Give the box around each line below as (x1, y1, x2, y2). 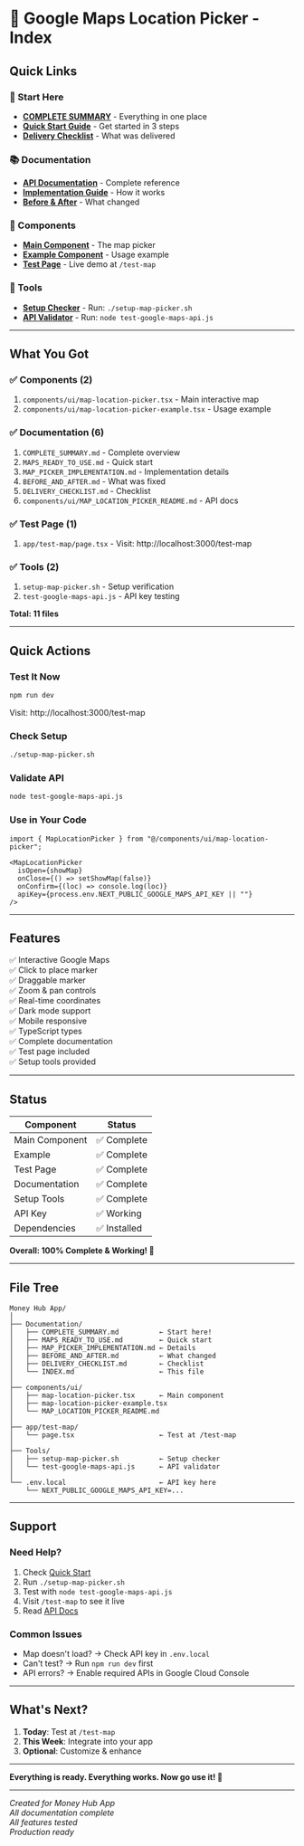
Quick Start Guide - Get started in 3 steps (22, 120, 180, 131)
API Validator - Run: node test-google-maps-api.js (22, 311, 214, 322)
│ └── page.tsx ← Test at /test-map (9, 1430, 237, 1440)
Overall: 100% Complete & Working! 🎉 (9, 1245, 156, 1256)
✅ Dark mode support (9, 1005, 91, 1016)
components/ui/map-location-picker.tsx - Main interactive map (22, 394, 260, 405)
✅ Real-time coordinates (9, 995, 101, 1006)
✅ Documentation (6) (9, 426, 105, 439)
